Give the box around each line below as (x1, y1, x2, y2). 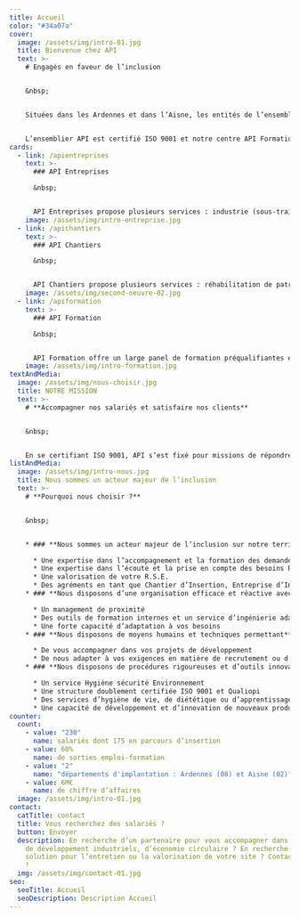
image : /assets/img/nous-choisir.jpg (17, 378, 158, 387)
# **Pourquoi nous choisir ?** (25, 491, 141, 501)
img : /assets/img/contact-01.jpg (17, 869, 141, 878)
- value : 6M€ (25, 778, 74, 787)
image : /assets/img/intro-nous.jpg (17, 467, 149, 476)
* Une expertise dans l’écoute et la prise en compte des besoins (32, 564, 285, 573)
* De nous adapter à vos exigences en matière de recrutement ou (32, 654, 280, 663)
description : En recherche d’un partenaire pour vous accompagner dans (17, 836, 289, 845)
